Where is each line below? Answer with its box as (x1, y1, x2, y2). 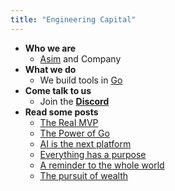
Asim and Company (39, 52, 122, 65)
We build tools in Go (39, 74, 123, 86)
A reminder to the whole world (39, 159, 165, 171)
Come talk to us (24, 84, 92, 96)
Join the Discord (39, 95, 110, 107)
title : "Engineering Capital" (10, 14, 137, 25)
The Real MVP (39, 116, 99, 128)
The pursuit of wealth (39, 169, 129, 181)
